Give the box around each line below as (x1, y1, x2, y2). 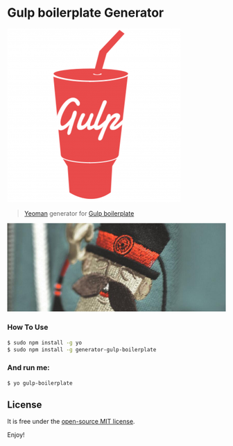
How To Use (7, 322, 49, 332)
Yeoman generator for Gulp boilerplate (24, 209, 135, 217)
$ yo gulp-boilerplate (7, 379, 73, 387)
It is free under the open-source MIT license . (7, 417, 135, 426)
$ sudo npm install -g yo (7, 339, 82, 346)
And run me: (7, 363, 50, 373)
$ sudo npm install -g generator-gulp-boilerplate (7, 347, 157, 353)
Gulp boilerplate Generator (7, 5, 164, 21)
